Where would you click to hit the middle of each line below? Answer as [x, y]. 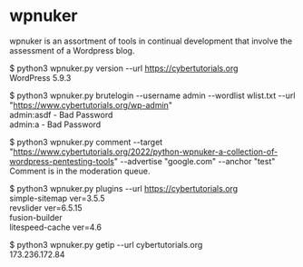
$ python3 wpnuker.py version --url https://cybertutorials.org [124, 68]
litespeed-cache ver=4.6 [56, 227]
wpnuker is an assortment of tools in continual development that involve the [151, 41]
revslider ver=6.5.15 [46, 208]
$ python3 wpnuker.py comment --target [86, 142]
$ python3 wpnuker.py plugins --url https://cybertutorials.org [124, 188]
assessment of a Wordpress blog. [72, 50]
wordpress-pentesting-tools [62, 161]
